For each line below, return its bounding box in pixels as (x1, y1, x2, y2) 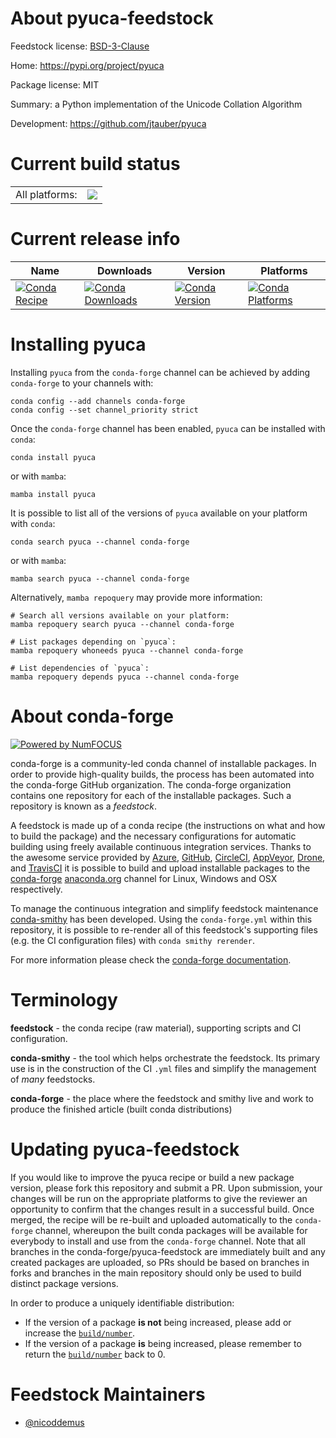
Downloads (96, 263, 153, 277)
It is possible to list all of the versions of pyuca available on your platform (10, 507, 308, 519)
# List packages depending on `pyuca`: (10, 637, 177, 647)
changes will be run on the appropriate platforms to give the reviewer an (10, 1192, 308, 1204)
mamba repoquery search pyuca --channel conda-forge (10, 619, 235, 629)
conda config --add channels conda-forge (10, 396, 186, 406)
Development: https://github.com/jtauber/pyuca (10, 117, 207, 129)
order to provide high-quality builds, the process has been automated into (10, 768, 315, 780)
